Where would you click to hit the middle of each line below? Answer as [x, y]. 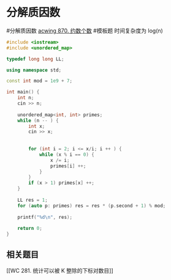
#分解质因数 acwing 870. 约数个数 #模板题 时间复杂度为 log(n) [85, 31]
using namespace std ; [34, 70]
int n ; [26, 98]
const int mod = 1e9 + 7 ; [39, 81]
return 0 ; [30, 229]
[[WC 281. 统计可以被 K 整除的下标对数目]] [60, 270]
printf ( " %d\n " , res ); [45, 217]
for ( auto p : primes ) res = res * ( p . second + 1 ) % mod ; [92, 205]
